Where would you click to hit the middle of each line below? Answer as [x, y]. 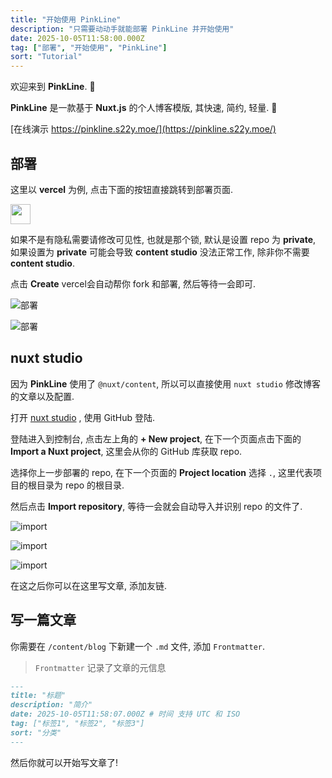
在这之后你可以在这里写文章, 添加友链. [89, 585]
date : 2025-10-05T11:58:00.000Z [77, 38]
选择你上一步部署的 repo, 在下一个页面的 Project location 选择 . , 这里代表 [161, 472]
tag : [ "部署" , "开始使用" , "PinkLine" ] [89, 47]
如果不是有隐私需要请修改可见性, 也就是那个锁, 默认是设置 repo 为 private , [163, 239]
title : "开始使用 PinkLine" [66, 19]
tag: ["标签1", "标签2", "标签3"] [77, 724]
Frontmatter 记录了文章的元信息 [100, 667]
